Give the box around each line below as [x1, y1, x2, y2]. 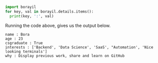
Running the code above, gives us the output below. [5, 22, 111, 28]
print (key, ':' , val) [9, 14, 54, 19]
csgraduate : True [5, 41, 43, 45]
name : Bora [5, 32, 30, 37]
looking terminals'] [5, 49, 48, 54]
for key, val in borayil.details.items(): [5, 9, 94, 14]
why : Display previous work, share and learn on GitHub [5, 53, 125, 58]
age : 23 [5, 36, 23, 41]
